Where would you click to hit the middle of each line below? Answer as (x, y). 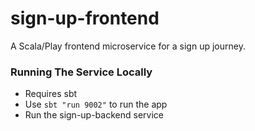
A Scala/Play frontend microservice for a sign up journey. (128, 46)
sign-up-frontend (85, 18)
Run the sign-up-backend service (94, 115)
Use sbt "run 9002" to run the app (96, 104)
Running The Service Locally (81, 72)
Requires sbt (51, 94)
